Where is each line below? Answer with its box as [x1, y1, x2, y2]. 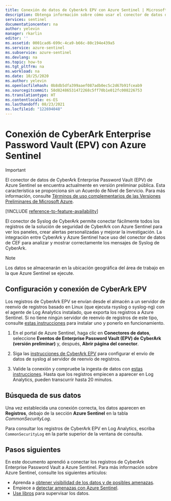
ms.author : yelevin [5, 78, 47, 83]
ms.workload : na [5, 69, 40, 74]
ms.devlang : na [5, 54, 38, 60]
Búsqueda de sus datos [5, 391, 81, 400]
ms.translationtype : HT [5, 92, 56, 98]
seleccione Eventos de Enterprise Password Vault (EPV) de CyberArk [12, 335, 161, 341]
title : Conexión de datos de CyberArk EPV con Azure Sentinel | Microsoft [5, 7, 167, 13]
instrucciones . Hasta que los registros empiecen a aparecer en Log [12, 371, 154, 377]
